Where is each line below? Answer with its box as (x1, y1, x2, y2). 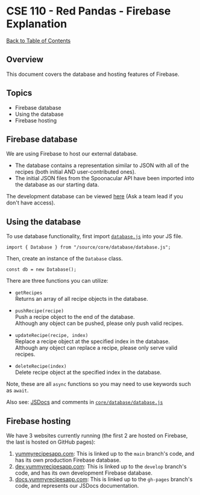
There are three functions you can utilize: (6, 277, 108, 285)
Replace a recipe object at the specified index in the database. (14, 338, 170, 345)
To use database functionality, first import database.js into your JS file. (6, 233, 183, 240)
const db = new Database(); (6, 266, 77, 273)
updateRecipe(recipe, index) (14, 333, 89, 339)
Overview (6, 54, 44, 65)
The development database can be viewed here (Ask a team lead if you (6, 193, 183, 200)
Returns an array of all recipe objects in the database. (14, 295, 149, 303)
